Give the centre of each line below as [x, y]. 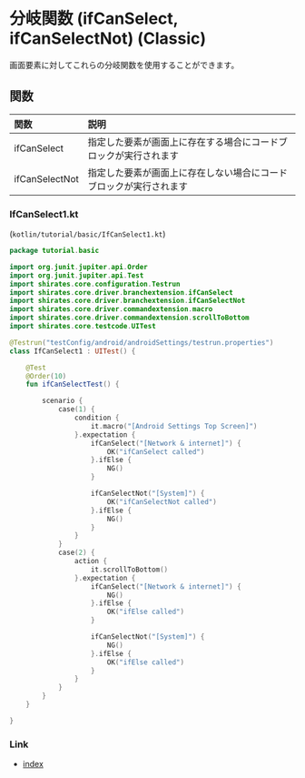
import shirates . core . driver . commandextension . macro [111, 309]
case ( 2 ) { [76, 553]
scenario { [63, 401]
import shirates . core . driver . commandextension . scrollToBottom [129, 318]
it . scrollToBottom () [129, 570]
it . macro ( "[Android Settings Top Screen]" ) [174, 426]
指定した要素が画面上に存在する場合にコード [183, 142]
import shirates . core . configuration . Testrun [95, 284]
